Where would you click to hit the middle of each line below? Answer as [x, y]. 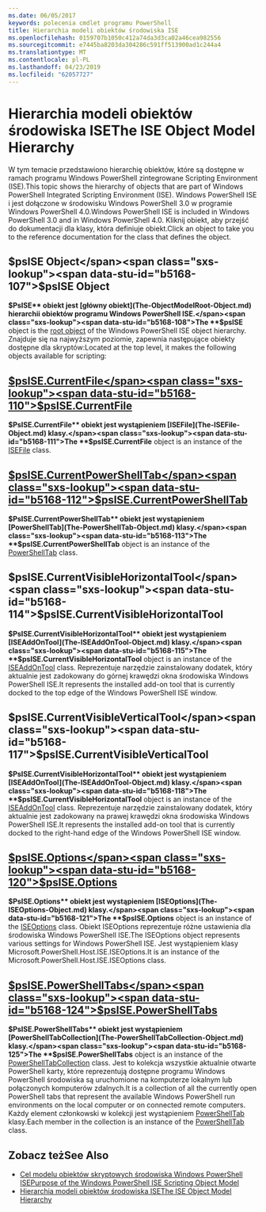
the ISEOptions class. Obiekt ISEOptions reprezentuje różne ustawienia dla [129, 927]
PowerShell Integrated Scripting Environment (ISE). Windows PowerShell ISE [133, 194]
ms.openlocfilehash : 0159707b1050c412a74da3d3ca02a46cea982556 [115, 38]
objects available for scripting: [57, 356]
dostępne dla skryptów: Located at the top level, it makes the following [122, 348]
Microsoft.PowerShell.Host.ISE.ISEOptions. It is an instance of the [114, 952]
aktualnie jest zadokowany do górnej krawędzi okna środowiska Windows [129, 675]
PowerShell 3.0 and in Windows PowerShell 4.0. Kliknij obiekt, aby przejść [129, 220]
